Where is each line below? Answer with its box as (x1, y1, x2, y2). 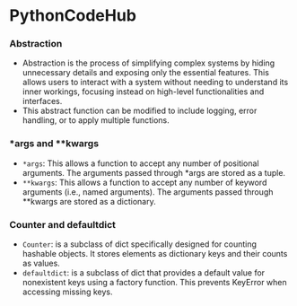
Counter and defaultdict (9, 218, 117, 231)
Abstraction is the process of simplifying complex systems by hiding (22, 57, 275, 68)
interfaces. (22, 96, 63, 107)
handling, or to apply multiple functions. (22, 115, 170, 126)
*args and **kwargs (9, 137, 100, 150)
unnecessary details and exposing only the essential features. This (22, 67, 269, 78)
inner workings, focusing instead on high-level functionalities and (22, 86, 265, 97)
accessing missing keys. (22, 286, 113, 297)
